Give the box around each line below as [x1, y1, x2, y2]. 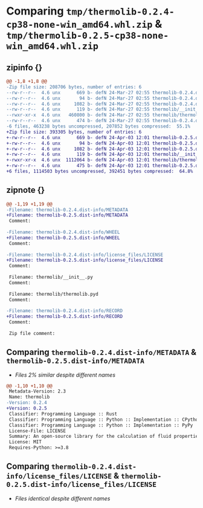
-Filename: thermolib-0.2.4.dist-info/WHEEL [6, 229, 120, 235]
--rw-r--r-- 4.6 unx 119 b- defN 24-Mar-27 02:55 [6, 106, 150, 112]
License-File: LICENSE [8, 428, 66, 434]
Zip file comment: [8, 330, 56, 336]
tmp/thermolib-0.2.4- [66, 6, 175, 18]
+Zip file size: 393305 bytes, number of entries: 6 [6, 129, 142, 135]
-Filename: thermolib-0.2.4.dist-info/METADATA [6, 207, 129, 213]
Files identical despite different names [14, 495, 111, 502]
